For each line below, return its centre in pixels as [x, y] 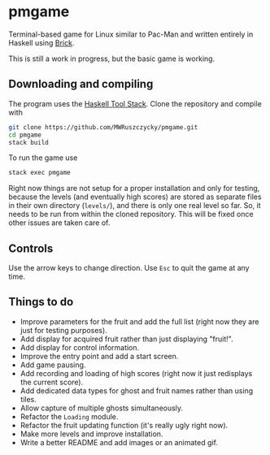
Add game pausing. [53, 365]
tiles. [28, 399]
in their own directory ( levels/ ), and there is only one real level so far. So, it [135, 206]
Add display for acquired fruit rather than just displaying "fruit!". [126, 339]
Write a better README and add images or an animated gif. [119, 442]
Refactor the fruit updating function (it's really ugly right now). [124, 425]
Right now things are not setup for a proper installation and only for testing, [134, 188]
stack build [28, 142]
